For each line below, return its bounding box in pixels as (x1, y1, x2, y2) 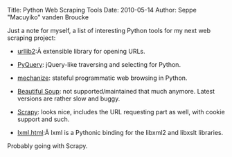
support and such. (17, 115, 70, 123)
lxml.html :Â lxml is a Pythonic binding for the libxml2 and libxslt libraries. (17, 129, 224, 136)
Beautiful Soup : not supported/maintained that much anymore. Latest (17, 87, 215, 95)
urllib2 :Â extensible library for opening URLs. (17, 48, 145, 55)
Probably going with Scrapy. (7, 142, 88, 150)
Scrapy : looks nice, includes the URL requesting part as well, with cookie (17, 108, 225, 116)
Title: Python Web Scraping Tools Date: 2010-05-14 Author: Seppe (7, 6, 197, 14)
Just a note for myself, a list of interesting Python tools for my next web (7, 27, 211, 34)
